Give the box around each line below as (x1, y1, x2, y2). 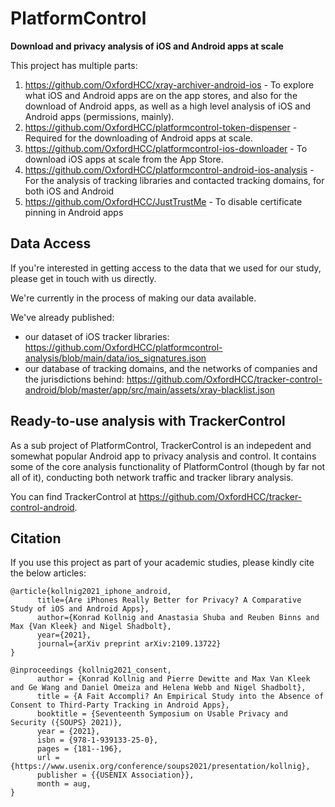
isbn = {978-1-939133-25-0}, (36, 735, 159, 746)
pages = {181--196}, (36, 744, 123, 754)
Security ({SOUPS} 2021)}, (10, 718, 123, 728)
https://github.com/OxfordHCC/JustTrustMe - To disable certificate (24, 195, 303, 207)
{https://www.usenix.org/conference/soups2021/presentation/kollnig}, (10, 762, 311, 772)
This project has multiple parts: (10, 59, 138, 71)
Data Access (10, 235, 92, 252)
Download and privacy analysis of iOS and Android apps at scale (10, 40, 284, 52)
